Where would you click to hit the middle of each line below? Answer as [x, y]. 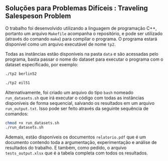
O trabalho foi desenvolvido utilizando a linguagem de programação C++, [81, 28]
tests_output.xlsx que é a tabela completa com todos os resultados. [76, 153]
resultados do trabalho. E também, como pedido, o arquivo [66, 148]
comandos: [17, 114]
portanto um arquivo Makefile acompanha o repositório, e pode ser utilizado [84, 33]
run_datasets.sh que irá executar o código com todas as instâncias [75, 98]
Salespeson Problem [38, 16]
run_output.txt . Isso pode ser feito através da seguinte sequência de [77, 108]
